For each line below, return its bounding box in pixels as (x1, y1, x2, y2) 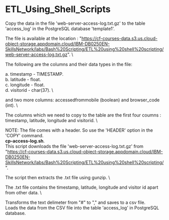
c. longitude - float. (5, 82, 45, 88)
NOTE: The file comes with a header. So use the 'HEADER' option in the (5, 127, 153, 133)
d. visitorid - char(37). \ (5, 87, 54, 93)
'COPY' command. (5, 132, 44, 138)
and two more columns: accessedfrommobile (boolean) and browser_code (5, 97, 160, 103)
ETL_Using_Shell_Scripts (5, 4, 111, 15)
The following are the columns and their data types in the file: (5, 61, 132, 67)
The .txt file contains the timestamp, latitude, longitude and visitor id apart (5, 184, 158, 190)
